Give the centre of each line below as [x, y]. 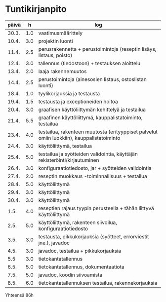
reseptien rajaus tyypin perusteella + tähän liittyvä [96, 208]
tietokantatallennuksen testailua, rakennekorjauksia [98, 283]
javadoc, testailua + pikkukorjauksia [80, 251]
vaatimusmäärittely [61, 33]
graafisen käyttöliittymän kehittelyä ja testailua [92, 110]
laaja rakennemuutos [62, 71]
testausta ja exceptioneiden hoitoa [78, 101]
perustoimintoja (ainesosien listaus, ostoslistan [92, 79]
